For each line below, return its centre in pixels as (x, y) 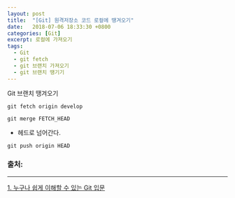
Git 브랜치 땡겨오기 (33, 93)
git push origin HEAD (39, 146)
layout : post (26, 14)
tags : (15, 46)
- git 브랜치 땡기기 (39, 72)
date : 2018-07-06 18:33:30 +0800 (59, 27)
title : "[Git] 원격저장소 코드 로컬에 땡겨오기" (71, 20)
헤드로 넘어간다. (39, 132)
